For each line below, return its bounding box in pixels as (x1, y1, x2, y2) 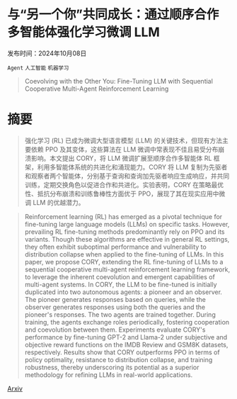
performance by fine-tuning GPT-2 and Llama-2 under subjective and (24, 332, 228, 341)
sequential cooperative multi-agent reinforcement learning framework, (24, 265, 231, 274)
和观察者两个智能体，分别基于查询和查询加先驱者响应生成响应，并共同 (24, 172, 230, 180)
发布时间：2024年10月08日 (7, 49, 87, 57)
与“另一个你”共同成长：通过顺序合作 (7, 6, 219, 23)
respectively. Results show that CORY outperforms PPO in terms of (24, 348, 221, 356)
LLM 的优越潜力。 (33, 198, 85, 206)
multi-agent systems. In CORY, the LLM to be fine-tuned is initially (24, 280, 217, 288)
